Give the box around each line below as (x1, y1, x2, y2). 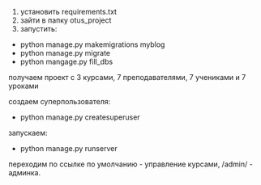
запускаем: (8, 128, 48, 137)
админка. (8, 168, 41, 177)
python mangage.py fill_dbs (19, 57, 113, 66)
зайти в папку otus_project (19, 15, 112, 25)
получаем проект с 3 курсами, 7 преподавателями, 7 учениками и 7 (8, 73, 246, 82)
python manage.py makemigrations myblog (19, 40, 165, 49)
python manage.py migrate (19, 48, 111, 57)
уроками (8, 81, 39, 90)
